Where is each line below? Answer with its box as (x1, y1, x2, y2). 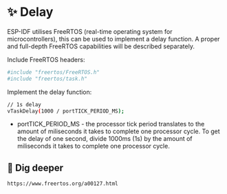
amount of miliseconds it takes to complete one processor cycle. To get (17, 127, 220, 135)
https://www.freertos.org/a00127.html (7, 180, 118, 187)
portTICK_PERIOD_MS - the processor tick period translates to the (17, 120, 205, 128)
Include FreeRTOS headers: (7, 55, 85, 64)
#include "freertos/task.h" (7, 75, 88, 82)
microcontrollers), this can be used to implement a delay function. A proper (7, 35, 220, 43)
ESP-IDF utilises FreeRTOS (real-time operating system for (7, 27, 173, 35)
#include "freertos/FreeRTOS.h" (7, 68, 100, 76)
